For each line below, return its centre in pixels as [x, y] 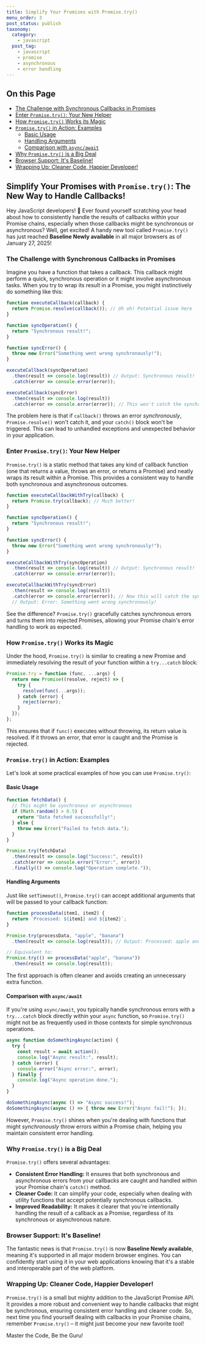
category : [24, 35]
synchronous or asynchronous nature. [63, 1219]
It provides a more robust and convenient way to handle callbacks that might [103, 1304]
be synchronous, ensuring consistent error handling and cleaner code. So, [100, 1310]
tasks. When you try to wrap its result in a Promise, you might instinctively [99, 285]
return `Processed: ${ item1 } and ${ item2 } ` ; [69, 919]
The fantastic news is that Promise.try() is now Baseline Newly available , [100, 1249]
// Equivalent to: [30, 953]
